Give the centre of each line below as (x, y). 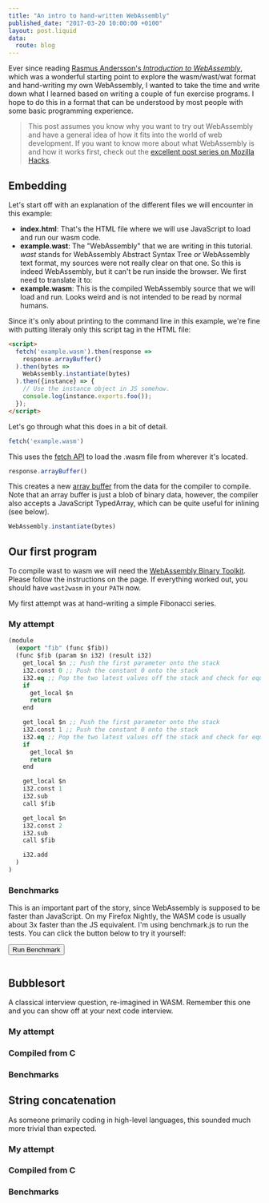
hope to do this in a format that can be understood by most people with (126, 103)
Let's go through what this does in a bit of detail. (88, 426)
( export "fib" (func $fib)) (62, 648)
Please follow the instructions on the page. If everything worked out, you (128, 579)
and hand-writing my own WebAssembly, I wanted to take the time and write (134, 86)
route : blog (36, 46)
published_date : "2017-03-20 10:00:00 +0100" (85, 23)
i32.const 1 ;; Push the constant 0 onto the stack (110, 730)
